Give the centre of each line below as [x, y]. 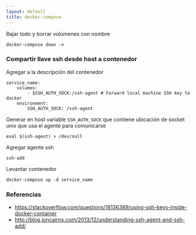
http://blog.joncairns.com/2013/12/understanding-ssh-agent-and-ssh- [100, 220]
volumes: [27, 88]
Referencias [24, 194]
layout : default [26, 11]
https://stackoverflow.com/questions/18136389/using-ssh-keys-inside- [101, 207]
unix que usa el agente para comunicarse [56, 125]
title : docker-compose [34, 17]
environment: [33, 103]
